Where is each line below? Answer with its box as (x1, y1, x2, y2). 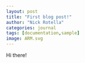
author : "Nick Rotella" (6, 19, 64, 25)
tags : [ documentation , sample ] (6, 30, 80, 36)
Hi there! (6, 52, 27, 58)
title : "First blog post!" (6, 14, 72, 20)
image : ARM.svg (6, 36, 43, 41)
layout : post (6, 8, 38, 15)
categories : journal (6, 24, 57, 31)
